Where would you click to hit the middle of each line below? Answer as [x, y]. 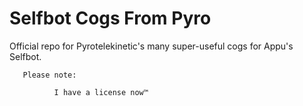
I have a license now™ [101, 92]
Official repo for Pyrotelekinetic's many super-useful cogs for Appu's [151, 46]
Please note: [49, 75]
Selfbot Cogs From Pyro [110, 18]
